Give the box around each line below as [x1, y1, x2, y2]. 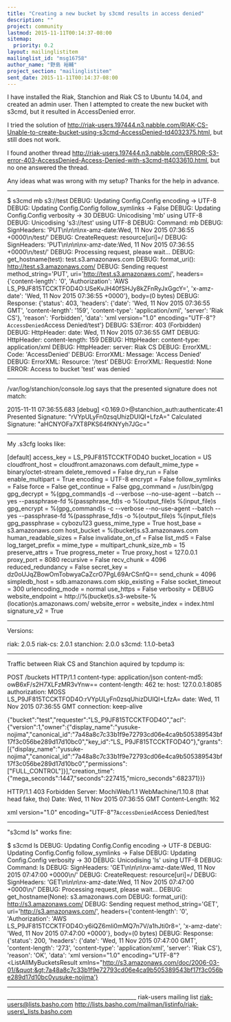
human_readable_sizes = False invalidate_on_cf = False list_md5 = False [7, 534, 211, 542]
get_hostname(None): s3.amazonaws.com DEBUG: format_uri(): [7, 893, 188, 901]
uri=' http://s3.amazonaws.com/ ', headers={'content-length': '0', [7, 907, 188, 916]
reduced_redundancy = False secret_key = [7, 563, 129, 572]
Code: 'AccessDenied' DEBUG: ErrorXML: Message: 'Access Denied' [7, 351, 201, 359]
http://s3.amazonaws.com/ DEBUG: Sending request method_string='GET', [7, 900, 219, 908]
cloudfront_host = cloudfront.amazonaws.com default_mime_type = [7, 461, 199, 469]
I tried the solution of [7, 121, 67, 129]
